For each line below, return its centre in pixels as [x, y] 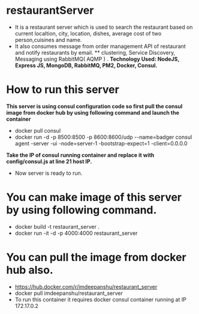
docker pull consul [38, 130]
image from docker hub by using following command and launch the [93, 112]
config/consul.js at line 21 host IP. [49, 161]
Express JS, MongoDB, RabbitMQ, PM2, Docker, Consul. [86, 65]
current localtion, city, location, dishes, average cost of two [88, 33]
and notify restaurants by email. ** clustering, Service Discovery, [95, 52]
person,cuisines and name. [48, 40]
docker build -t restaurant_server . [57, 226]
